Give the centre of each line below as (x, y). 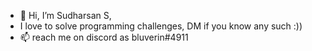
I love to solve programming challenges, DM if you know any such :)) (161, 26)
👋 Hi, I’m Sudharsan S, (65, 15)
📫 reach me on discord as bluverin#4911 (104, 37)
